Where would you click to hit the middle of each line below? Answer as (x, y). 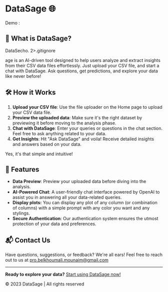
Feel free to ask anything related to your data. (59, 133)
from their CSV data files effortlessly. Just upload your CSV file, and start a (82, 65)
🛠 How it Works (30, 93)
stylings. (21, 213)
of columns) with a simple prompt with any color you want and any (81, 208)
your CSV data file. (32, 112)
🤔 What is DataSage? (38, 39)
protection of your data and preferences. (54, 224)
